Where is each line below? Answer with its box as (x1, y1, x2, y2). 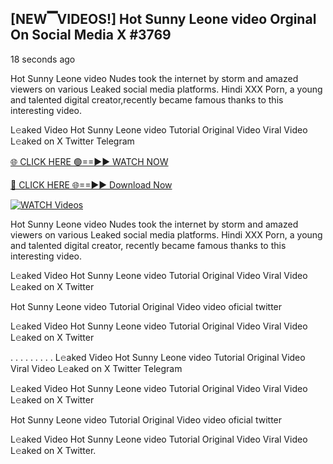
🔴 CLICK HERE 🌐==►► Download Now (10, 178, 173, 191)
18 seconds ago (10, 53, 76, 65)
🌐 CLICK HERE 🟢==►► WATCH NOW (10, 155, 169, 167)
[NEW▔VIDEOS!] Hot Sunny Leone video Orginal (10, 11, 317, 28)
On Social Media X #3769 (10, 27, 172, 44)
